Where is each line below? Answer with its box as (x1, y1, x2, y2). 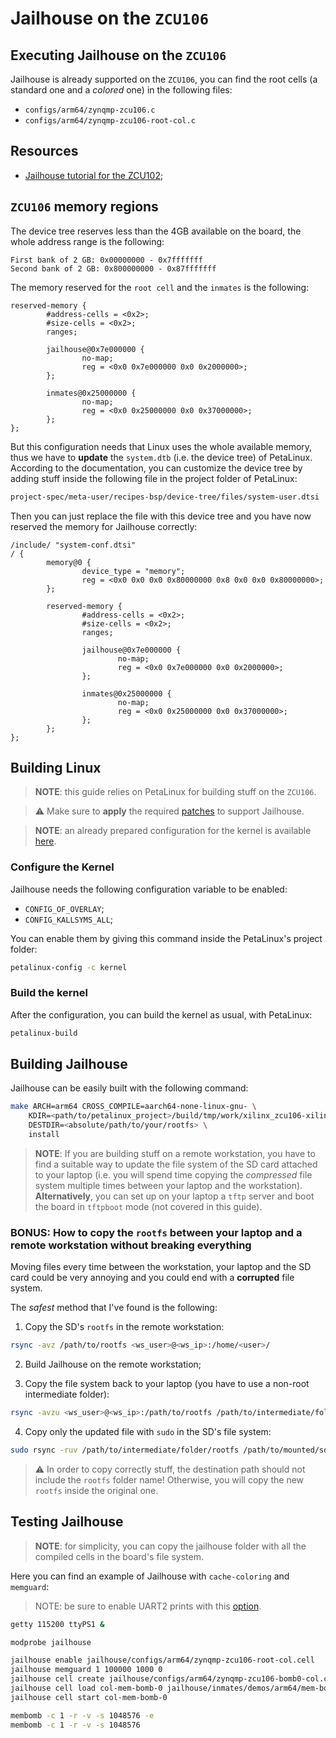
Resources (10, 143, 79, 160)
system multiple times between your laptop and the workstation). (34, 1179, 303, 1191)
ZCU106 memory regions (10, 198, 159, 216)
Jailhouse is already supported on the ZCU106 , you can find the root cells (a (10, 73, 318, 85)
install (28, 1130, 60, 1140)
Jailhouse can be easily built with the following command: (10, 1082, 249, 1094)
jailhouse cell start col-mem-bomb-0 (10, 1692, 168, 1702)
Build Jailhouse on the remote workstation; (24, 1358, 202, 1371)
